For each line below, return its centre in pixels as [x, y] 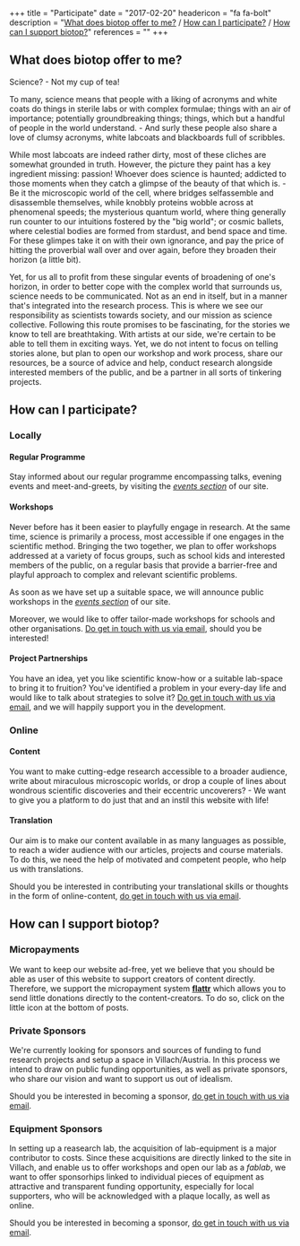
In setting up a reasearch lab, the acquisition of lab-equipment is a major [143, 1148]
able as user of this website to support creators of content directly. [133, 979]
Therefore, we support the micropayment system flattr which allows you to [148, 988]
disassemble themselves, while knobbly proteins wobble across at [131, 202]
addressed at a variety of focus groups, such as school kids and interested [147, 555]
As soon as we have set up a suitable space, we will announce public [137, 592]
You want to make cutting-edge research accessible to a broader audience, [149, 771]
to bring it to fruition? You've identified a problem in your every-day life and [148, 688]
